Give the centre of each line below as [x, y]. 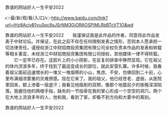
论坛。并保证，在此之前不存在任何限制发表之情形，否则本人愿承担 [90, 41]
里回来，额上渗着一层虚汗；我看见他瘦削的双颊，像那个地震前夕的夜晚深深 [81, 85]
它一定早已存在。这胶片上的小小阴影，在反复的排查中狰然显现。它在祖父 [88, 60]
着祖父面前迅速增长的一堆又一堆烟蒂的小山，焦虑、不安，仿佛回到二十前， [81, 72]
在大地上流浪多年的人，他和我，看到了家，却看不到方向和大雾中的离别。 [79, 97]
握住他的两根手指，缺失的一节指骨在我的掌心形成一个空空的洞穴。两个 [90, 91]
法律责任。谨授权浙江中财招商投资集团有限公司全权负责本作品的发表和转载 [85, 48]
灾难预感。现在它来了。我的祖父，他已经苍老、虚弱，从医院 [101, 79]
